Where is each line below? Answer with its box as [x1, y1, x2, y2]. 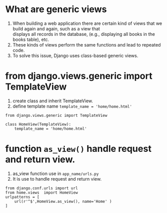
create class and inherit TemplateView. [12, 98, 94, 104]
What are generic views [5, 4, 107, 15]
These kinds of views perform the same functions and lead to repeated [12, 41, 161, 48]
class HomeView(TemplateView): [5, 121, 71, 127]
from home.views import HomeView [5, 190, 78, 195]
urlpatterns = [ [5, 194, 39, 199]
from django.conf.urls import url [5, 186, 78, 191]
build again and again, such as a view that [12, 25, 100, 31]
